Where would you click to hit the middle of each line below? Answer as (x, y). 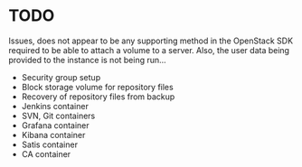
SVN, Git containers (58, 116)
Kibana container (53, 135)
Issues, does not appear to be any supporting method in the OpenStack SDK (151, 41)
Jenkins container (55, 106)
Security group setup (61, 77)
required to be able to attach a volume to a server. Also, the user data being (149, 50)
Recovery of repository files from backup (98, 97)
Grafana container (55, 125)
